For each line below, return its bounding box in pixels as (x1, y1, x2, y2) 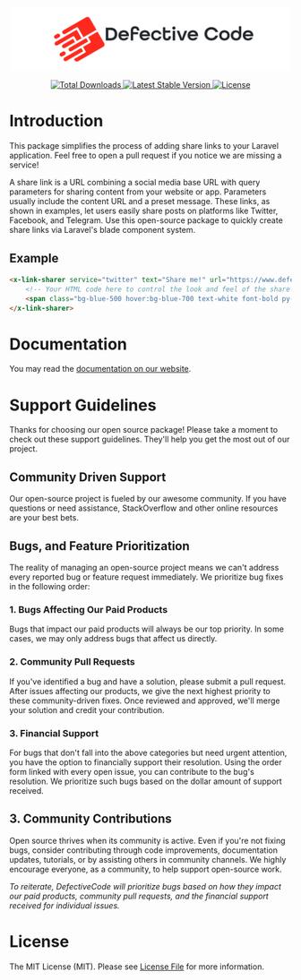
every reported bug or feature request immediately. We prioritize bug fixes (9, 572, 284, 582)
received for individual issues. (9, 899, 120, 911)
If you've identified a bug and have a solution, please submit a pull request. (9, 675, 287, 687)
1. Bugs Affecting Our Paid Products (9, 603, 168, 615)
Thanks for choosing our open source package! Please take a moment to (9, 425, 279, 435)
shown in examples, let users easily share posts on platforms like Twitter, (9, 205, 279, 217)
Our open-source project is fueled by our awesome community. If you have (9, 494, 287, 504)
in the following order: (9, 581, 90, 592)
